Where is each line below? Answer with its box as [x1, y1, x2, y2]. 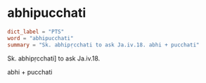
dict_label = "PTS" [7, 28, 65, 35]
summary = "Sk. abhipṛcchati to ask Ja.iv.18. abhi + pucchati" [7, 41, 200, 49]
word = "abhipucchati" [7, 34, 74, 41]
